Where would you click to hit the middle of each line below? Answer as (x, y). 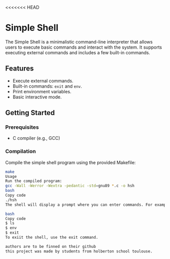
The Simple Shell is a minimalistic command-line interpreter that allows (79, 42)
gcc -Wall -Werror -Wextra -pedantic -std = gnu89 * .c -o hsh (70, 186)
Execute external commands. (43, 81)
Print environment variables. (42, 91)
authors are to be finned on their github (51, 246)
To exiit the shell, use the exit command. (52, 238)
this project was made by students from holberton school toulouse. (79, 251)
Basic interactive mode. (37, 97)
